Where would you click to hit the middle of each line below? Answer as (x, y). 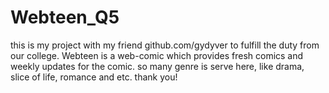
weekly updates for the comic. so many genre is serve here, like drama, (157, 66)
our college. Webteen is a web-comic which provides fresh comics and (157, 55)
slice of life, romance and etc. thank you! (94, 77)
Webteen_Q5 (65, 17)
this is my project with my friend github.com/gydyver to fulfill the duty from (165, 45)
